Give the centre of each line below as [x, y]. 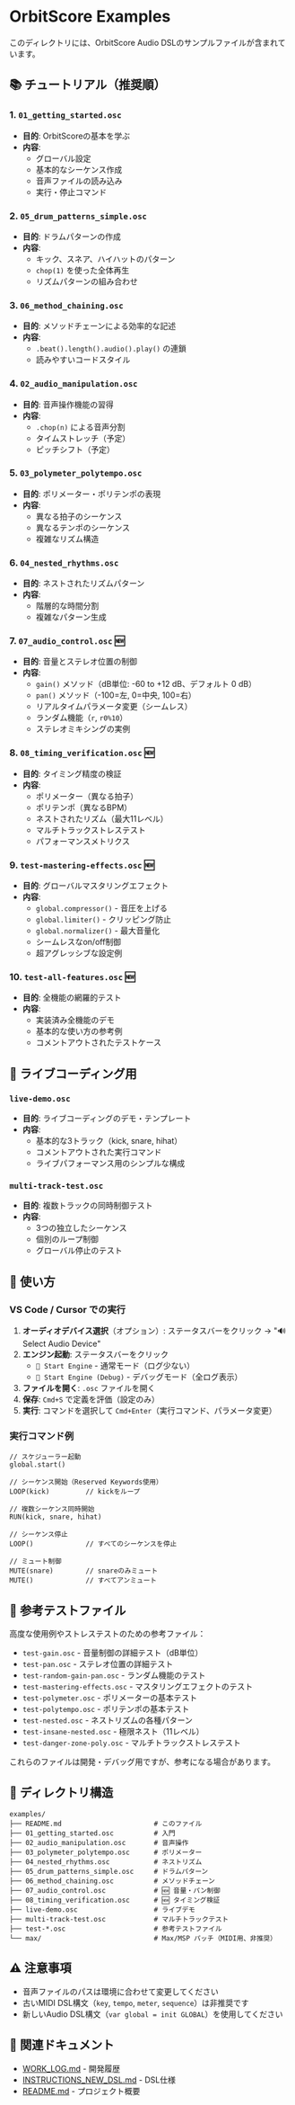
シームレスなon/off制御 [78, 942]
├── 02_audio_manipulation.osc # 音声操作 [99, 1842]
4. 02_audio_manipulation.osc [74, 384]
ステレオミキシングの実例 [83, 729]
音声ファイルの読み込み [79, 181]
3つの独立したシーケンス [81, 1228]
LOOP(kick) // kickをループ [75, 1492]
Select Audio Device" [61, 1343]
